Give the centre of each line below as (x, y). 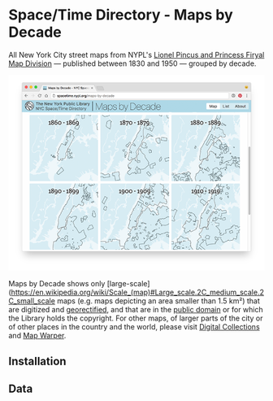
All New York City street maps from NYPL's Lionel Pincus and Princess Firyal (136, 54)
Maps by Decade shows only (57, 284)
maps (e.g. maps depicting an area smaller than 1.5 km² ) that (158, 301)
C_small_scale (32, 301)
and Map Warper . (37, 336)
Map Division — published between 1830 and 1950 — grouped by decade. (132, 63)
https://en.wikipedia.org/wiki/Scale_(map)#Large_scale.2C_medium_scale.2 (137, 292)
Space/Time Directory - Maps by (121, 15)
